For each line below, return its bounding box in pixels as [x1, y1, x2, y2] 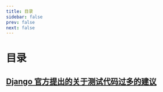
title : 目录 [6, 8, 33, 15]
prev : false [6, 19, 35, 25]
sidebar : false [6, 14, 43, 20]
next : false [6, 24, 35, 31]
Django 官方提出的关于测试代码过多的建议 [6, 76, 157, 86]
